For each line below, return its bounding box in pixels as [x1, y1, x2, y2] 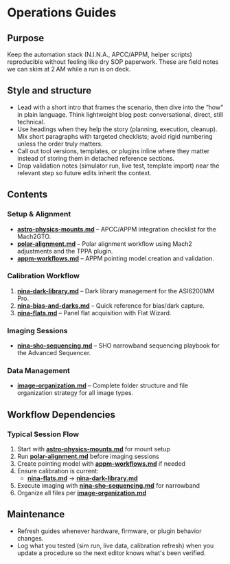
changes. [16, 534, 44, 542]
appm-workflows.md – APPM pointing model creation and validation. [16, 254, 215, 262]
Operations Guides [7, 5, 117, 21]
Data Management [7, 366, 71, 376]
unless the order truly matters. [16, 139, 103, 148]
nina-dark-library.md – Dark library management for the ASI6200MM [16, 286, 215, 295]
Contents [7, 189, 48, 201]
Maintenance [7, 508, 65, 520]
